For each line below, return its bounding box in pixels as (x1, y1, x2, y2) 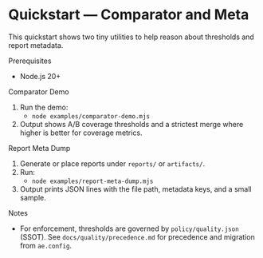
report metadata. (8, 40, 64, 50)
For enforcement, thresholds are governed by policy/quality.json (19, 224, 239, 233)
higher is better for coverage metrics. (19, 128, 143, 137)
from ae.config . (19, 240, 73, 250)
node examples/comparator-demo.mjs (31, 112, 150, 121)
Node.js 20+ (19, 71, 61, 81)
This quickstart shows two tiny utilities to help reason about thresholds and (8, 32, 255, 42)
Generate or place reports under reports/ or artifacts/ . (19, 158, 206, 169)
